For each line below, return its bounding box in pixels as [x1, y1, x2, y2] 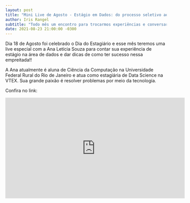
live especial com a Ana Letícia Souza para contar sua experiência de [5, 46, 152, 52]
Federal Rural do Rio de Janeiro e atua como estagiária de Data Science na [5, 72, 163, 78]
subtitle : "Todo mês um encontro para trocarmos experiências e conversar [5, 21, 168, 27]
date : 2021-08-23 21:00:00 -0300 [5, 27, 77, 32]
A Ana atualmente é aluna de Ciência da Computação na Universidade [5, 67, 154, 73]
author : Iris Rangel [5, 17, 50, 22]
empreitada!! [5, 57, 32, 63]
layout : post [5, 7, 33, 13]
